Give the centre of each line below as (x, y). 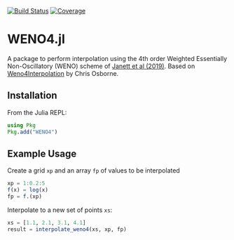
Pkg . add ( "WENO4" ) (33, 132)
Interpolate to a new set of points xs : (60, 210)
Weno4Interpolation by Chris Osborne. (63, 73)
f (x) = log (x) (28, 190)
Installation (32, 96)
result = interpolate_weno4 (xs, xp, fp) (67, 229)
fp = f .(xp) (25, 196)
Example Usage (42, 153)
